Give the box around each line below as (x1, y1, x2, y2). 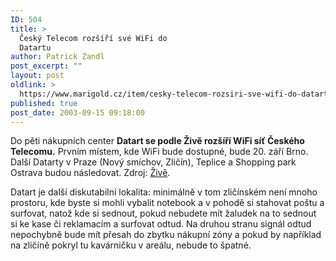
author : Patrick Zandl (10, 52, 105, 62)
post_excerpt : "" (10, 61, 83, 71)
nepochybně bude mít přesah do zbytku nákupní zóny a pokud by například (10, 229, 322, 241)
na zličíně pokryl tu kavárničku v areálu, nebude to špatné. (10, 239, 252, 251)
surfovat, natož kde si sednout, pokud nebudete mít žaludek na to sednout (10, 207, 317, 220)
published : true (10, 98, 78, 108)
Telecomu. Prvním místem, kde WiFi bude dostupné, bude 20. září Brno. (10, 146, 309, 158)
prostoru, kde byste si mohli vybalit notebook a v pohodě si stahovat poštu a (10, 197, 325, 209)
